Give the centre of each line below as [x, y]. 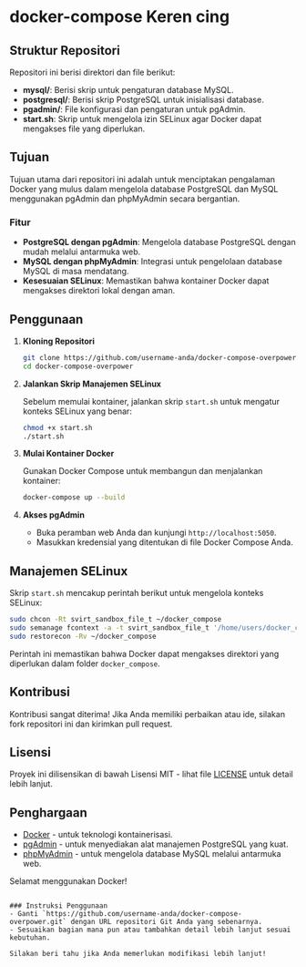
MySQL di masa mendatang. [76, 272]
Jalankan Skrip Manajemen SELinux [92, 384]
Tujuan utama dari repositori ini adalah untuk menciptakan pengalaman [143, 179]
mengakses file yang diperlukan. [84, 129]
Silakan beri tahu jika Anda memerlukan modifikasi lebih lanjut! [138, 954]
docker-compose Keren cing [120, 17]
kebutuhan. [30, 938]
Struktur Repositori [65, 51]
